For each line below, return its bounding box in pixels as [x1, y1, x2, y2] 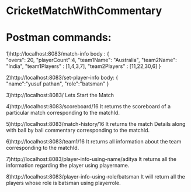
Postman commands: [6, 31, 112, 44]
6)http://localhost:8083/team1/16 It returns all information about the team [6, 138, 182, 145]
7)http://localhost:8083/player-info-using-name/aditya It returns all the [6, 156, 177, 163]
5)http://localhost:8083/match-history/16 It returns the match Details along [6, 121, 186, 128]
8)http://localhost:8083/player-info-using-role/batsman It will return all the [6, 173, 185, 180]
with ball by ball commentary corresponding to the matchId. [6, 127, 150, 134]
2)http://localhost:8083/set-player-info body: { [6, 74, 119, 81]
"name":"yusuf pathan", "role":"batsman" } [6, 80, 109, 87]
